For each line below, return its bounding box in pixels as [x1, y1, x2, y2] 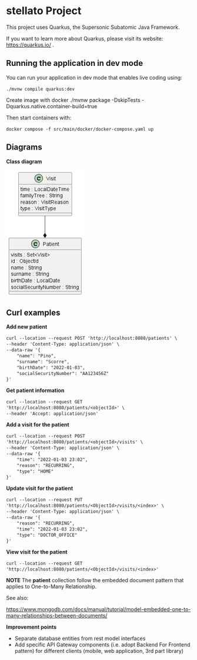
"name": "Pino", [16, 353, 57, 359]
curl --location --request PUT [6, 497, 83, 503]
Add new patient [6, 323, 48, 330]
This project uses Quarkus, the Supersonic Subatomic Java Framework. [6, 24, 180, 31]
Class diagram [6, 158, 42, 165]
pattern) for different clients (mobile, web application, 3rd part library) [14, 648, 184, 655]
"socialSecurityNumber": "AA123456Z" [16, 371, 109, 377]
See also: [6, 595, 29, 602]
